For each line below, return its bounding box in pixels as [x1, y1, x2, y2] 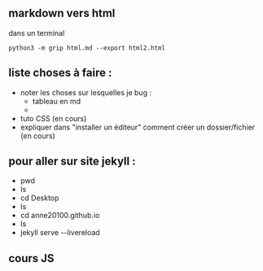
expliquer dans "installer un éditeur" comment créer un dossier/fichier [20, 122, 256, 132]
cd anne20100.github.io [20, 211, 100, 221]
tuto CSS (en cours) [20, 113, 87, 123]
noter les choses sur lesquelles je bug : [20, 87, 152, 97]
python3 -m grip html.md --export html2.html [8, 44, 165, 52]
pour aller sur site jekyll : [8, 155, 136, 168]
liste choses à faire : [8, 66, 112, 80]
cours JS [8, 251, 55, 265]
